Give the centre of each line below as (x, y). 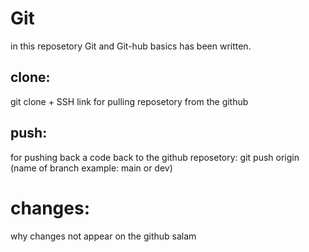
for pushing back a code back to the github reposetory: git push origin (155, 157)
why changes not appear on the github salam (103, 236)
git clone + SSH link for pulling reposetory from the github (129, 101)
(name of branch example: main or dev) (91, 168)
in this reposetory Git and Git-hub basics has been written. (131, 46)
